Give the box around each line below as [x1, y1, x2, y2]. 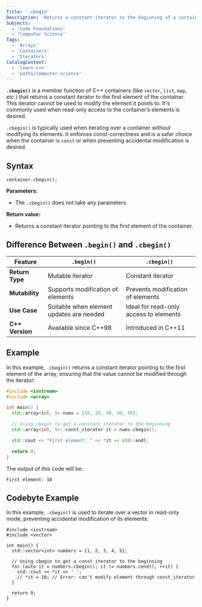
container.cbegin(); [6, 177, 58, 183]
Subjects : [6, 20, 31, 26]
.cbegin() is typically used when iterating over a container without [6, 124, 171, 131]
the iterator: [6, 376, 35, 384]
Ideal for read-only [126, 302, 180, 311]
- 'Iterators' [11, 54, 47, 60]
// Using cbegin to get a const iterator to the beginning [11, 558, 163, 565]
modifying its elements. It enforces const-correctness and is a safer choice [6, 131, 192, 138]
